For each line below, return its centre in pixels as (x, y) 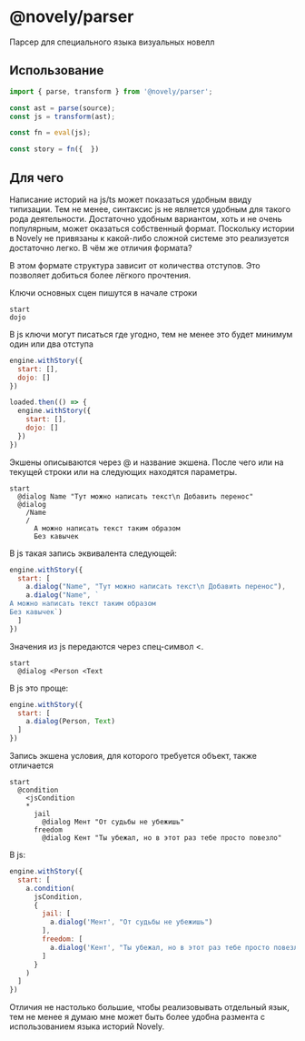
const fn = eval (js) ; (50, 133)
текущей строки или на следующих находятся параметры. (123, 471)
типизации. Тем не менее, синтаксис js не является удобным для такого (150, 209)
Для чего (37, 178)
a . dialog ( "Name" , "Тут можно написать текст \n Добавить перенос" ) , (156, 587)
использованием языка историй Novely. (87, 1026)
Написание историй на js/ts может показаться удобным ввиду (131, 199)
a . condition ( (50, 888)
